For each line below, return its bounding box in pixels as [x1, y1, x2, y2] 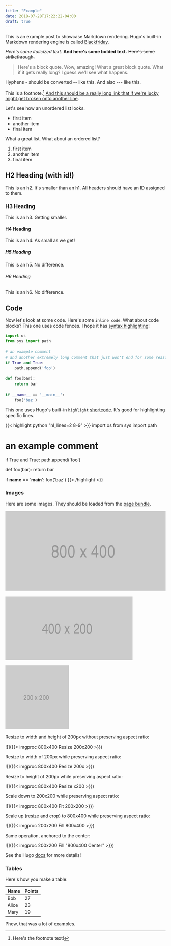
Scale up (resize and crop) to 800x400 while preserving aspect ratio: [5, 813, 150, 819]
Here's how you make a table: [5, 876, 68, 882]
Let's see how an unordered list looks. [5, 105, 85, 111]
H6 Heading [5, 273, 31, 279]
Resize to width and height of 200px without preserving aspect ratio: [5, 734, 149, 740]
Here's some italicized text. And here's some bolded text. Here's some [5, 49, 155, 55]
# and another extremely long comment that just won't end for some [5, 354, 154, 360]
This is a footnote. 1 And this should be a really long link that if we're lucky [5, 89, 159, 96]
